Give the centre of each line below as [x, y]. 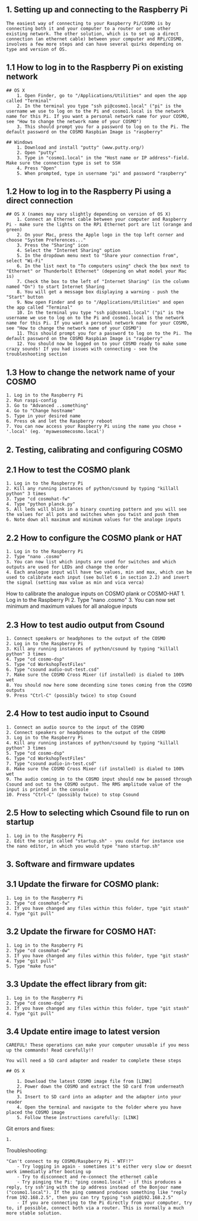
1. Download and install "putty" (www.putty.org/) [81, 148]
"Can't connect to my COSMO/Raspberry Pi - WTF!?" [70, 1161]
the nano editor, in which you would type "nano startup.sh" [83, 846]
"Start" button [25, 297]
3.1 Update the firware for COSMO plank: [82, 884]
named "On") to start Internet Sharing [55, 287]
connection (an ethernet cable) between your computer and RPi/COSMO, [95, 39]
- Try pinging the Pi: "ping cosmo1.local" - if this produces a [99, 1182]
